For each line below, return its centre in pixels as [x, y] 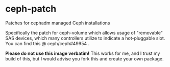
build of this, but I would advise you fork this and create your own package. [84, 58]
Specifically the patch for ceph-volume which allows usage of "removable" [84, 32]
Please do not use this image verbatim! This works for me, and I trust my [83, 53]
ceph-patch [31, 9]
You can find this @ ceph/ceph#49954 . [47, 43]
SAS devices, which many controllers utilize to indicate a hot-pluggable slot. [85, 38]
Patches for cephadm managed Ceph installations [58, 23]
